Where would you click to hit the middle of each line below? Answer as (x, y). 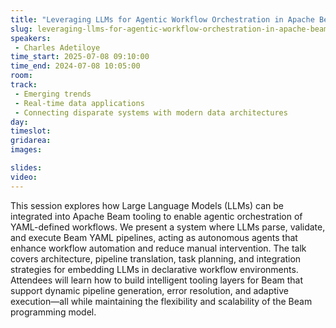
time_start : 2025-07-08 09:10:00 (80, 57)
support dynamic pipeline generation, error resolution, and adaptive (150, 290)
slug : (21, 29)
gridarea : (31, 141)
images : (26, 150)
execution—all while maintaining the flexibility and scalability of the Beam (161, 301)
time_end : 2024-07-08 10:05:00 (75, 66)
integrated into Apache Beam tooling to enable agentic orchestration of (156, 216)
